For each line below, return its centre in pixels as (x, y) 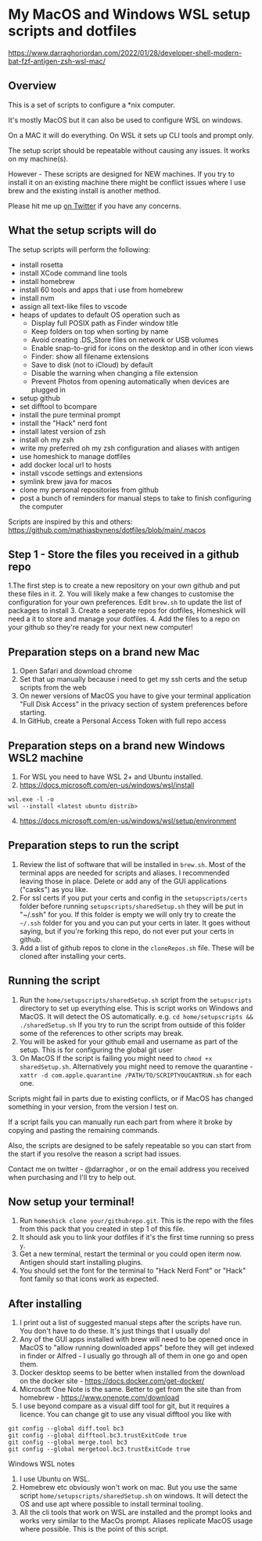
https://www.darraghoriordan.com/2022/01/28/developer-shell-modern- (125, 53)
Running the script (54, 981)
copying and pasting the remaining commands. (84, 1130)
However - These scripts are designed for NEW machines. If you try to (121, 173)
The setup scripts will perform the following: (79, 250)
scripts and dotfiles (72, 31)
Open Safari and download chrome (76, 671)
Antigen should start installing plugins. (81, 1262)
